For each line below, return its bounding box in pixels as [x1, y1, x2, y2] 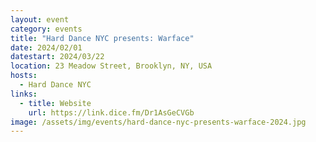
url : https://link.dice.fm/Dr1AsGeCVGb [28, 107, 195, 118]
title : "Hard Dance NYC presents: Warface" [10, 33, 195, 43]
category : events [10, 24, 83, 34]
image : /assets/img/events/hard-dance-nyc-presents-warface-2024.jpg [10, 117, 307, 127]
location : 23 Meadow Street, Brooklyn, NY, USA [10, 61, 213, 71]
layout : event [10, 14, 70, 25]
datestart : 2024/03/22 [10, 52, 105, 62]
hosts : [10, 71, 38, 81]
